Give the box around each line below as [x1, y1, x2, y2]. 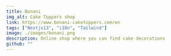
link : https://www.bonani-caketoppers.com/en [6, 19, 120, 25]
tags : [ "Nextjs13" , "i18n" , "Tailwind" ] [6, 24, 108, 31]
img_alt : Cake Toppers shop [6, 14, 76, 20]
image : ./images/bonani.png [6, 30, 76, 36]
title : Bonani [6, 8, 41, 15]
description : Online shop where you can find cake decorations [6, 36, 166, 41]
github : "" [6, 41, 33, 47]
